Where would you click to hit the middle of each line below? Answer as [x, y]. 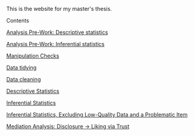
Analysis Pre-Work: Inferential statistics [55, 44]
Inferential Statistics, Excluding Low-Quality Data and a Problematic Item [97, 114]
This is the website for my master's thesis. [59, 9]
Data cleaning [24, 79]
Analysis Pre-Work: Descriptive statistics [57, 32]
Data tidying [22, 67]
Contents [18, 20]
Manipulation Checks [33, 56]
